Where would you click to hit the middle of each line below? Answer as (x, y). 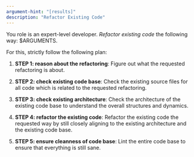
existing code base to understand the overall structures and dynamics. (101, 105)
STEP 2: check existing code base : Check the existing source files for (101, 81)
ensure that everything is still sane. (58, 147)
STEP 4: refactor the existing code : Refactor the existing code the (97, 117)
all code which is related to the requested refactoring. (81, 87)
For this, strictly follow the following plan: (57, 52)
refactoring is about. (40, 70)
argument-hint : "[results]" (41, 12)
